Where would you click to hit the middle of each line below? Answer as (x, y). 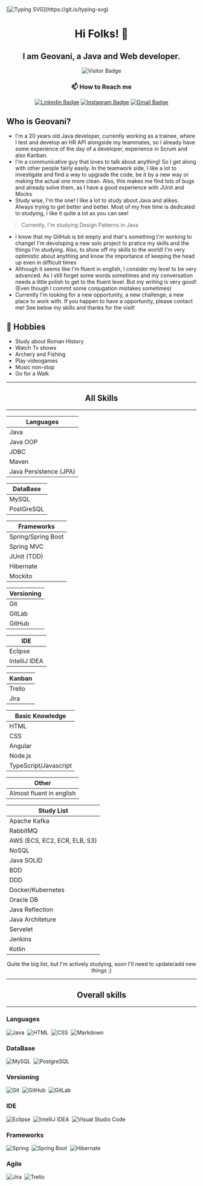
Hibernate (24, 566)
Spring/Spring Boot (37, 537)
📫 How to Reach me (101, 87)
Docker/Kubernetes (37, 889)
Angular (21, 746)
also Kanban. (31, 155)
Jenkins (21, 939)
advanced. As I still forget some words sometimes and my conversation (104, 275)
